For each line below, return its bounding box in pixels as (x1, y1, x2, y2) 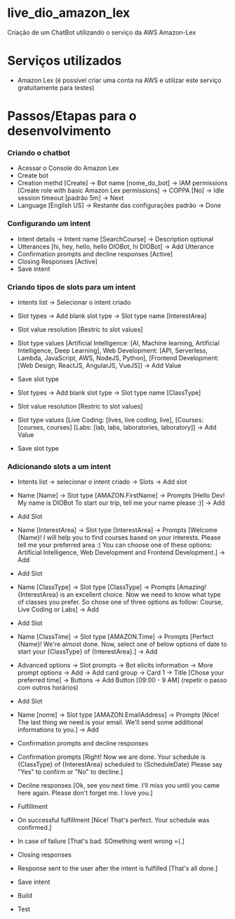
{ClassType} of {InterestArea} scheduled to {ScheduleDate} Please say (17, 760, 223, 769)
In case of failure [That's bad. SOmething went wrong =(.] (17, 837, 184, 845)
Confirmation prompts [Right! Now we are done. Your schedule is (17, 753, 206, 761)
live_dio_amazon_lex (7, 5, 130, 21)
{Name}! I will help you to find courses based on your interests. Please (17, 534, 221, 542)
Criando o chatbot (7, 147, 70, 157)
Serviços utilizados (7, 53, 122, 69)
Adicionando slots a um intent (7, 461, 112, 471)
